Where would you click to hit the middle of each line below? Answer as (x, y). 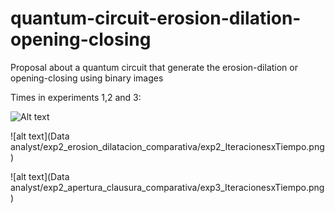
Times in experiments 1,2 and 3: (76, 97)
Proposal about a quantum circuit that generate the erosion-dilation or (154, 67)
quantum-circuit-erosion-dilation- (156, 18)
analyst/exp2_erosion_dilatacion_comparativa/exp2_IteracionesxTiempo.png (167, 146)
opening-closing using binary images (87, 78)
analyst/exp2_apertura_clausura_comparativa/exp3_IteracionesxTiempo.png (167, 187)
